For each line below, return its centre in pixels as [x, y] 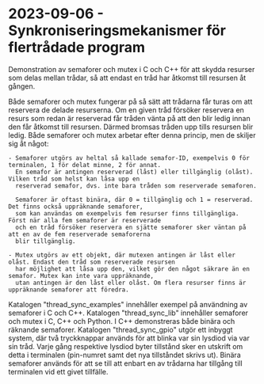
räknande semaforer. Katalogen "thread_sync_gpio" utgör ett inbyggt [121, 329]
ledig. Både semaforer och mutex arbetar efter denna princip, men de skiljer [132, 135]
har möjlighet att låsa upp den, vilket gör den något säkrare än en [132, 269]
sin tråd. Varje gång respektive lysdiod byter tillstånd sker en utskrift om [126, 346]
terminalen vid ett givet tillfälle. [58, 371]
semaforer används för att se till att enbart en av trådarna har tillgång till [126, 363]
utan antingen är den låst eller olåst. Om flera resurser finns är [131, 283]
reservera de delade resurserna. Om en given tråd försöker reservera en [126, 110]
